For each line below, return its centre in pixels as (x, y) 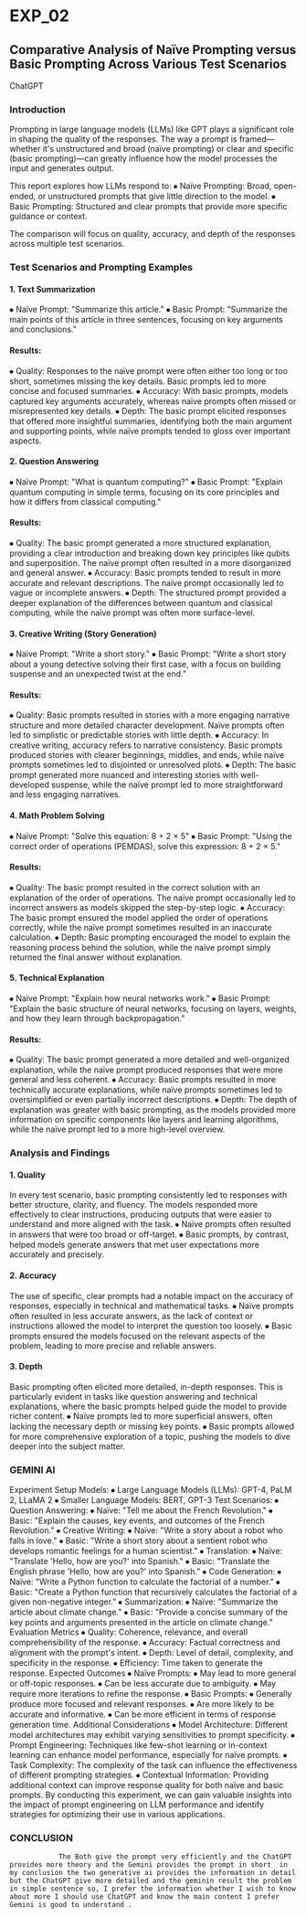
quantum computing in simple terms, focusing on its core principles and (145, 492)
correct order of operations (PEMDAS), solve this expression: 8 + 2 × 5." (145, 846)
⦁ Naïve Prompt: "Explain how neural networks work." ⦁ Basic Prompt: (140, 998)
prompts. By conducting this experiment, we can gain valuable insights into (151, 1795)
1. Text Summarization (53, 289)
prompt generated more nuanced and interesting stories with (124, 775)
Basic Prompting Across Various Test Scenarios (148, 64)
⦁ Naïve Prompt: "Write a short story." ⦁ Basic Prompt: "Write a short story (148, 654)
